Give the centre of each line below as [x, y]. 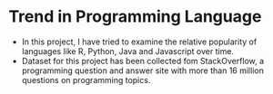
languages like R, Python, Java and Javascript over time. [127, 51]
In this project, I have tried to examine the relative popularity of [139, 42]
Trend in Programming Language [135, 17]
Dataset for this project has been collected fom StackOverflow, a [143, 61]
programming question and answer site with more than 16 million [143, 70]
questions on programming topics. [86, 80]
